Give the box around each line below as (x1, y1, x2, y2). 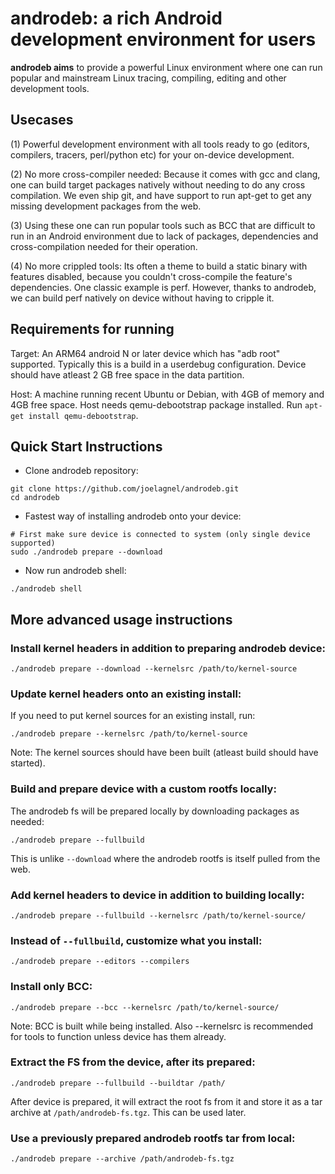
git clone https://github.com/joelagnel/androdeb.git (10, 484, 240, 494)
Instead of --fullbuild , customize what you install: (10, 933, 263, 947)
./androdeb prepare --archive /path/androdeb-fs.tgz (10, 1154, 235, 1164)
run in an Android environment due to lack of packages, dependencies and (10, 230, 319, 242)
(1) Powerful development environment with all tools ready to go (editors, (10, 138, 310, 150)
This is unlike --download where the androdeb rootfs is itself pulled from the (10, 852, 321, 864)
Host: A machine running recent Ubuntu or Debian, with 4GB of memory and (10, 388, 325, 400)
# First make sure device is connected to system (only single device (10, 530, 311, 540)
